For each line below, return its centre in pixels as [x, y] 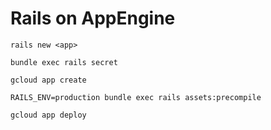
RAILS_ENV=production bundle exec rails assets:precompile [136, 97]
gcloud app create [48, 80]
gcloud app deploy [48, 115]
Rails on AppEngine [93, 18]
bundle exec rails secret [64, 62]
